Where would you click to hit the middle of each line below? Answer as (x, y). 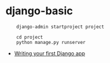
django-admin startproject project (60, 27)
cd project (30, 37)
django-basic (39, 11)
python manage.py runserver (51, 42)
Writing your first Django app (50, 53)
